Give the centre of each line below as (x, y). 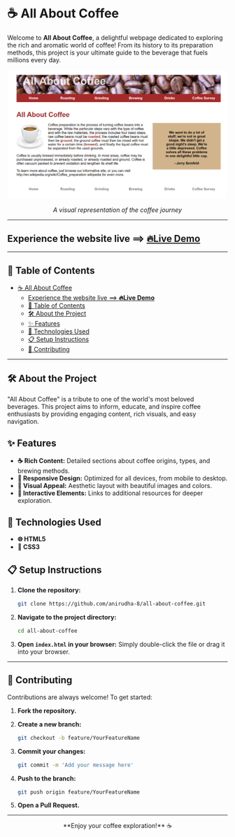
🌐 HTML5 (31, 539)
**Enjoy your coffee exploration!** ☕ (117, 826)
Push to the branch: (47, 778)
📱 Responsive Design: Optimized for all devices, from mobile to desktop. (122, 478)
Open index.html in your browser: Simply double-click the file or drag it (121, 644)
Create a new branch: (49, 724)
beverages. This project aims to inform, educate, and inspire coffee (104, 406)
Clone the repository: (49, 590)
